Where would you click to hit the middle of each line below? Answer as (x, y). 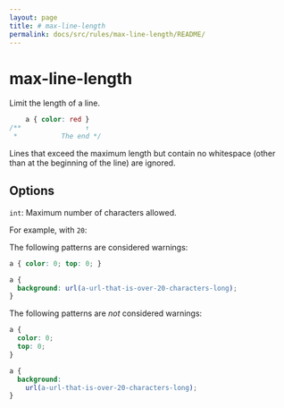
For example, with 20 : (48, 230)
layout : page (33, 17)
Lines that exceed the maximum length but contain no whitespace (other (142, 153)
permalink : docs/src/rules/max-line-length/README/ (107, 34)
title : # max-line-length (57, 26)
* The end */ (57, 136)
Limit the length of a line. (55, 103)
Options (32, 191)
